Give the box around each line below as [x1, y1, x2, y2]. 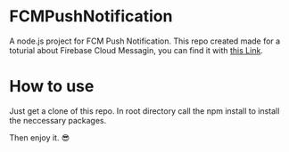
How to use [9, 76, 95, 97]
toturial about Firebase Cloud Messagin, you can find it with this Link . [9, 44, 263, 55]
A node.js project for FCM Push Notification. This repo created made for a [9, 36, 281, 46]
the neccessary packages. [9, 115, 107, 125]
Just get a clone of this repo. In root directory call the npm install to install [9, 105, 280, 116]
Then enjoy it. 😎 [9, 132, 70, 143]
